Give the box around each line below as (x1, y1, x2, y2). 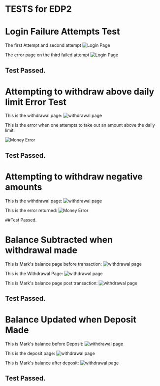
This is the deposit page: (5, 351, 56, 356)
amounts (5, 181, 42, 193)
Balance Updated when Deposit (5, 314, 137, 325)
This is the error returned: (5, 207, 58, 213)
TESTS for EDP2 (5, 3, 72, 15)
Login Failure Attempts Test (5, 26, 120, 37)
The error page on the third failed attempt (5, 52, 90, 58)
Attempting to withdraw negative (5, 171, 143, 182)
